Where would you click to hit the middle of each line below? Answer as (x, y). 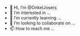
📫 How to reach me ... (32, 28)
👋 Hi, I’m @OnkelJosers (33, 8)
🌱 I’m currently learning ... (35, 18)
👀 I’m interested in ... (30, 13)
